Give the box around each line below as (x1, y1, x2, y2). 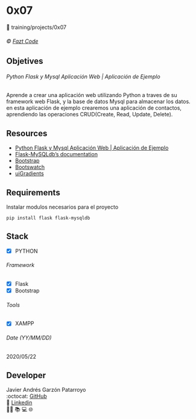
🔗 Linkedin (6, 399, 33, 406)
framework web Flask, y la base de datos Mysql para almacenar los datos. (6, 98, 191, 106)
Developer (6, 370, 46, 380)
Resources (6, 128, 48, 139)
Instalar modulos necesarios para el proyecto (6, 203, 119, 210)
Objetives (6, 56, 43, 66)
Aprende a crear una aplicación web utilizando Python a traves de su (6, 92, 178, 99)
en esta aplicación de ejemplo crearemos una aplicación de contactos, (6, 104, 182, 112)
